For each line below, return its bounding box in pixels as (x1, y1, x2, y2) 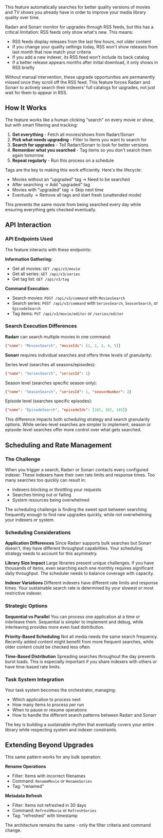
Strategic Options (5, 602, 48, 609)
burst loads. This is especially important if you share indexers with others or (5, 659, 157, 664)
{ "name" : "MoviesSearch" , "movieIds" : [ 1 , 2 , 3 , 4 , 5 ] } (5, 343, 121, 348)
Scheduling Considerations (5, 529, 71, 536)
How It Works (5, 104, 47, 112)
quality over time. (5, 15, 40, 20)
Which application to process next (12, 696, 81, 702)
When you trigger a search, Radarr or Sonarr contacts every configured (5, 466, 148, 472)
